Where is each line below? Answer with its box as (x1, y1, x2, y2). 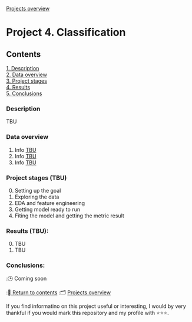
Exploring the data (14, 193, 59, 200)
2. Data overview (6, 71, 47, 78)
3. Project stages (6, 77, 47, 84)
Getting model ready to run (14, 206, 81, 213)
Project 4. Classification (6, 26, 126, 39)
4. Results (6, 84, 31, 90)
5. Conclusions (6, 90, 42, 97)
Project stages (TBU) (6, 174, 67, 182)
